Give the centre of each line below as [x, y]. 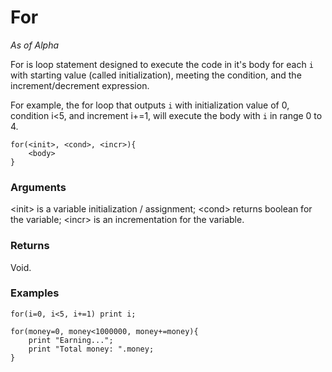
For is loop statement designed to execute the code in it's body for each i [162, 64]
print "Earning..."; [71, 340]
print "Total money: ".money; [91, 349]
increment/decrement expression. [80, 85]
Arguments [38, 187]
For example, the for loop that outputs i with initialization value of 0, [150, 105]
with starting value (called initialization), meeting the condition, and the [156, 75]
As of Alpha [35, 45]
